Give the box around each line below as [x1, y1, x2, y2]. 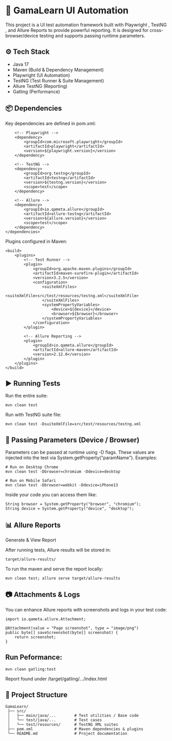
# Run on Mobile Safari [5, 478, 56, 483]
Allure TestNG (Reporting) [12, 83, 68, 89]
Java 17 [12, 61, 29, 67]
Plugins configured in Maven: [5, 238, 67, 244]
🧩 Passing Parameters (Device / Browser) [5, 436, 140, 444]
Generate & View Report [5, 537, 56, 543]
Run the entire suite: [5, 393, 48, 399]
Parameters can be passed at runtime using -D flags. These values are [5, 449, 155, 456]
